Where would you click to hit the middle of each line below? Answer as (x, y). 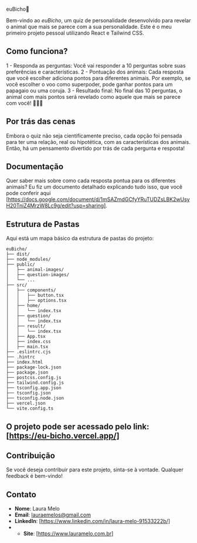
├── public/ (21, 264)
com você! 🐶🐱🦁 (25, 103)
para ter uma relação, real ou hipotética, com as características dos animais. (98, 142)
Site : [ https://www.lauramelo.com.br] (68, 534)
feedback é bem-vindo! (34, 476)
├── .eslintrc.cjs (28, 352)
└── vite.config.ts (30, 408)
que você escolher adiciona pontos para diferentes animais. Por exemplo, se (98, 78)
